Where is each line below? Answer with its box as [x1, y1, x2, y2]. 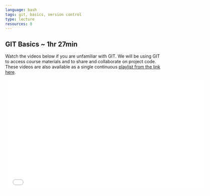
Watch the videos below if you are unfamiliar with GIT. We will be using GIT [5, 53, 160, 59]
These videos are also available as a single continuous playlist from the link [5, 64, 160, 70]
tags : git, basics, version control [5, 12, 82, 17]
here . [5, 69, 16, 75]
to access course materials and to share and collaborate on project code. [5, 59, 156, 65]
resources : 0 [5, 21, 33, 27]
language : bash [5, 7, 37, 13]
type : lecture [5, 17, 35, 22]
